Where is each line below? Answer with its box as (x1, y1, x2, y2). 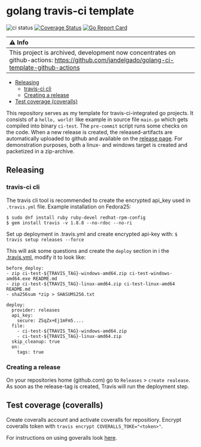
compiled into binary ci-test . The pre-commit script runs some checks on (6, 122, 188, 129)
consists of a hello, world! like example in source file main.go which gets (6, 116, 188, 123)
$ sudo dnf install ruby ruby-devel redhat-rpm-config (6, 215, 146, 221)
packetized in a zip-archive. (6, 147, 75, 155)
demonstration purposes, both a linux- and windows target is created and (6, 141, 187, 148)
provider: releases (11, 307, 60, 313)
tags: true (17, 349, 44, 355)
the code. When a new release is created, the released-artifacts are (6, 128, 173, 135)
